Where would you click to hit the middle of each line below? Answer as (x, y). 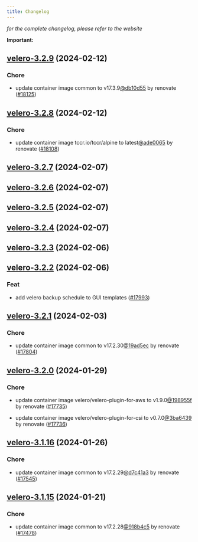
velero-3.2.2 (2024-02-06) (58, 268)
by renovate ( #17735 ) (41, 407)
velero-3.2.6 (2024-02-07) (58, 187)
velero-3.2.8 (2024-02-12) (57, 113)
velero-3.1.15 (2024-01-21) (56, 497)
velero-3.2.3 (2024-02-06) (58, 248)
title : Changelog (28, 12)
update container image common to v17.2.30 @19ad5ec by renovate (97, 345)
